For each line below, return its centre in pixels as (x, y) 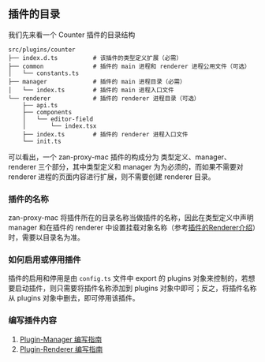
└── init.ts (42, 141)
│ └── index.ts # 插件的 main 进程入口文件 (91, 90)
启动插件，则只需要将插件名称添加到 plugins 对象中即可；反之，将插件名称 (136, 288)
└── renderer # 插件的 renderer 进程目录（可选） (104, 98)
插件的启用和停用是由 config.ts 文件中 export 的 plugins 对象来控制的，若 (128, 278)
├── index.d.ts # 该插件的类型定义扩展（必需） (95, 58)
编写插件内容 (33, 320)
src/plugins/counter (42, 50)
